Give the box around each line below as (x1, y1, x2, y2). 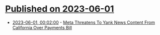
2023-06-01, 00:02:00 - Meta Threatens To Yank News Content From (12, 19, 155, 25)
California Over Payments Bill (12, 24, 72, 30)
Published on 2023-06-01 (5, 3, 114, 15)
